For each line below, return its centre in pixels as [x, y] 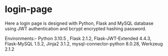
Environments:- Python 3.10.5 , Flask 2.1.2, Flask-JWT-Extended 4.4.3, [78, 38]
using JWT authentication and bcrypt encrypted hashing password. [76, 28]
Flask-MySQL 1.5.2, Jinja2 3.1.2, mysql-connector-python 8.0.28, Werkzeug [84, 43]
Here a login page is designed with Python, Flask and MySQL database [79, 23]
